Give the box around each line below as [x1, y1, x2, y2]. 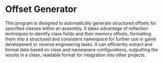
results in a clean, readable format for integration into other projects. [5, 51, 146, 58]
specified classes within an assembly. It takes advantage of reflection [5, 25, 148, 31]
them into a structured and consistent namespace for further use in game [5, 36, 156, 42]
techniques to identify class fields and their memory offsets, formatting [5, 30, 151, 36]
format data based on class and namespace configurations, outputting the [5, 46, 158, 52]
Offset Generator [5, 3, 77, 15]
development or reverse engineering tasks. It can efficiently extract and [5, 41, 152, 47]
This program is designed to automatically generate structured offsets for [5, 20, 156, 26]
